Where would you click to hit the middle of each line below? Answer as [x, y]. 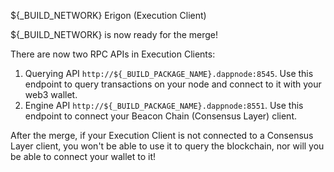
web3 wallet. [51, 94]
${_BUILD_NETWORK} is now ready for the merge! [114, 34]
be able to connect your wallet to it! [83, 156]
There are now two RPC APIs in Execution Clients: [113, 54]
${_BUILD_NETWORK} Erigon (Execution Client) [108, 15]
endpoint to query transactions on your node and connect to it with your [173, 84]
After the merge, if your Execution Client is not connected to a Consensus [162, 135]
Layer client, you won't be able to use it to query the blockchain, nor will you [167, 146]
